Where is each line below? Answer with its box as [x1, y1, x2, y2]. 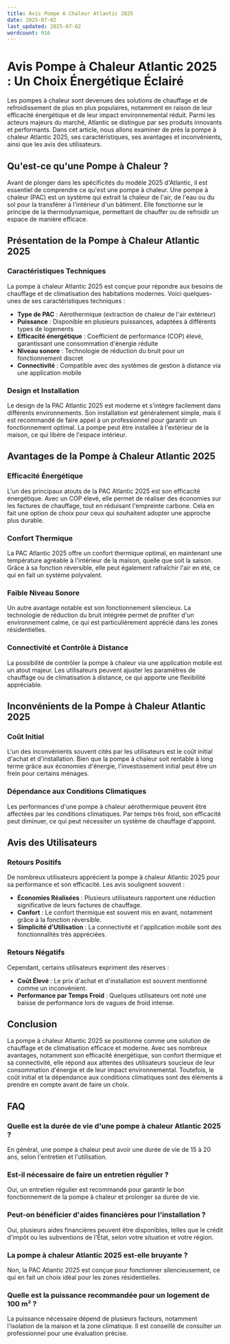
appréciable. [7, 680, 43, 689]
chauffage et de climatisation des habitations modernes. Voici [7, 289, 182, 297]
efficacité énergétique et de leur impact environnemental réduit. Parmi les [7, 111, 216, 119]
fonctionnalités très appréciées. [16, 930, 107, 938]
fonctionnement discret [16, 354, 84, 362]
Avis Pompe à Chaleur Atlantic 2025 [7, 59, 218, 74]
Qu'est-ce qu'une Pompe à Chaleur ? [7, 160, 169, 172]
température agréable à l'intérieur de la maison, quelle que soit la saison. [7, 556, 213, 565]
